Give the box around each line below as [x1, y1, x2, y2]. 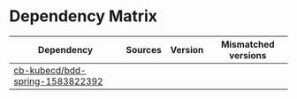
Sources [126, 43, 162, 56]
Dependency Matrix [9, 6, 157, 27]
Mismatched [220, 38, 276, 50]
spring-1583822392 [13, 75, 103, 88]
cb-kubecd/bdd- [13, 64, 87, 76]
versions [229, 49, 267, 61]
